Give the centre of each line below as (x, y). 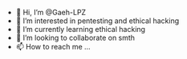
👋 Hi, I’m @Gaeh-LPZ (51, 12)
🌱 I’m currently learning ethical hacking (81, 29)
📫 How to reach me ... (53, 47)
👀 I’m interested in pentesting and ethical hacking (98, 21)
